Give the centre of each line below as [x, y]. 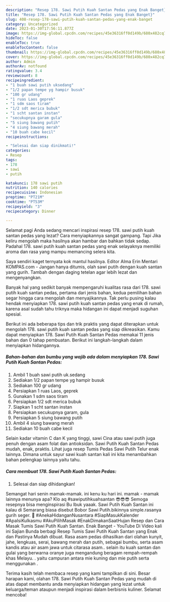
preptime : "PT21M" [25, 197]
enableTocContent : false [32, 47]
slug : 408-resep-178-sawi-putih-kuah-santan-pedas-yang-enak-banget [79, 19]
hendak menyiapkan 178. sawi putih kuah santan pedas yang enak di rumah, [85, 303]
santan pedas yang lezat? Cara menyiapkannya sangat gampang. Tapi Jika [83, 235]
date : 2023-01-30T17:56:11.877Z [40, 29]
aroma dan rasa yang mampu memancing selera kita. [61, 252]
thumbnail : [17, 52]
